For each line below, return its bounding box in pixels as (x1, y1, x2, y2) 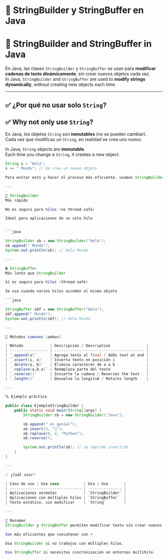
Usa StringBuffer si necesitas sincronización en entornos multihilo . (5, 550, 155, 555)
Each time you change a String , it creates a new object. (5, 152, 120, 158)
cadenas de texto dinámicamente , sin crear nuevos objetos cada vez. (5, 71, 150, 77)
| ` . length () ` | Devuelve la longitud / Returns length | (5, 376, 149, 381)
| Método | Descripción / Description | (5, 344, 149, 349)
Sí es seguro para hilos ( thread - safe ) (5, 280, 88, 285)
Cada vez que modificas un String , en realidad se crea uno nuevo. (5, 137, 142, 143)
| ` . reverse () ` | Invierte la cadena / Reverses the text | (5, 371, 149, 376)
